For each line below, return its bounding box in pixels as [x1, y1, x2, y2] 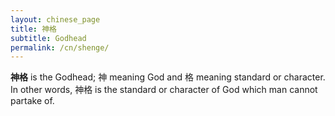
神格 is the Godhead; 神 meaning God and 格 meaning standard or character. [10, 71, 326, 83]
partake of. [10, 95, 55, 107]
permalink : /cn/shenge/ [10, 42, 110, 53]
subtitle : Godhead [10, 33, 87, 43]
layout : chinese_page [10, 14, 101, 25]
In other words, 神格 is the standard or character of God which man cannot [10, 84, 318, 96]
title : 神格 [10, 24, 57, 34]
